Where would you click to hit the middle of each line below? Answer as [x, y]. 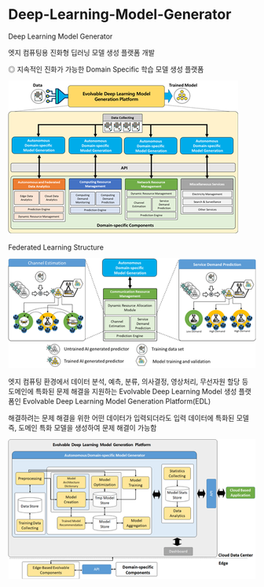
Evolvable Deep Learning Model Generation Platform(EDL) [117, 401]
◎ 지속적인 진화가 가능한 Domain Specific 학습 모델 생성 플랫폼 [106, 69]
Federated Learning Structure [56, 247]
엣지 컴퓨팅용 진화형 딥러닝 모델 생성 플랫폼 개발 [82, 52]
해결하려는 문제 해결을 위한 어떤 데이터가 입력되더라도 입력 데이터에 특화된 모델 [129, 418]
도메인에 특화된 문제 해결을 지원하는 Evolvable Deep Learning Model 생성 [123, 392]
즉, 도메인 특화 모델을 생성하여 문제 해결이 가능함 [82, 428]
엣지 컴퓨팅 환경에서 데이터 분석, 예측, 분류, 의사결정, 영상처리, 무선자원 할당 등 [128, 382]
